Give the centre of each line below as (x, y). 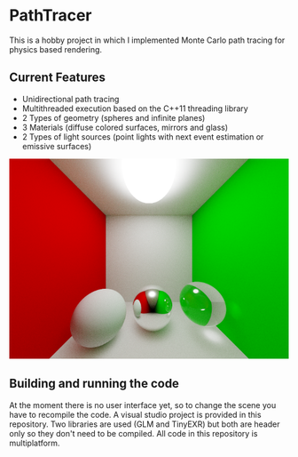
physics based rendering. (56, 49)
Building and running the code (94, 384)
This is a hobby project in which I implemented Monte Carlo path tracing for (147, 40)
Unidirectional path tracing (71, 99)
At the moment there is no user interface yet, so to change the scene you (143, 405)
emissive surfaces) (57, 146)
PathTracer (51, 16)
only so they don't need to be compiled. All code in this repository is (133, 433)
